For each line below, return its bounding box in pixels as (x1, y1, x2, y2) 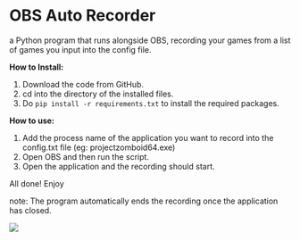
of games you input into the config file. (9, 44, 152, 54)
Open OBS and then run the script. (21, 151, 150, 162)
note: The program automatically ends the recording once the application (9, 195, 279, 206)
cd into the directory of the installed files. (21, 88, 174, 99)
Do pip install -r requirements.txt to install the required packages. (21, 97, 279, 108)
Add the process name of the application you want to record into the (21, 132, 274, 143)
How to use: (9, 115, 55, 126)
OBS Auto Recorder (9, 5, 156, 26)
